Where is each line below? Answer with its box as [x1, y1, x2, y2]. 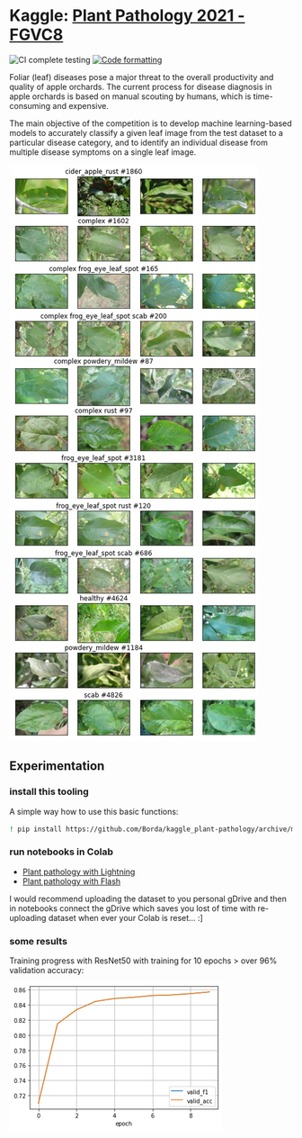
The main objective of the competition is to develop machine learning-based [9, 118, 292, 129]
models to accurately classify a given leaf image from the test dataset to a [9, 127, 283, 138]
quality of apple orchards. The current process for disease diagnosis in [9, 81, 272, 92]
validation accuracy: [9, 965, 84, 976]
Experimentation [9, 758, 105, 774]
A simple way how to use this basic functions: [9, 806, 179, 817]
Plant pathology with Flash [22, 875, 121, 887]
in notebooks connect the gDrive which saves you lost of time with [9, 902, 256, 914]
